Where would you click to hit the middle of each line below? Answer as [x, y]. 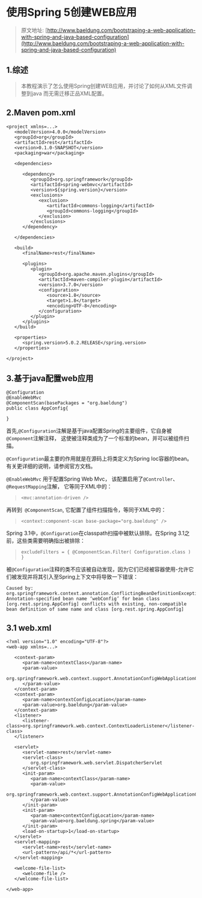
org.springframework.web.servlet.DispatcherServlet [96, 763]
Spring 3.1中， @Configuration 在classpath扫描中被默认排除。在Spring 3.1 [95, 533]
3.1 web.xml [29, 628]
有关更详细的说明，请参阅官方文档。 [51, 466]
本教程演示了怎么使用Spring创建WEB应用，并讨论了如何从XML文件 [104, 86]
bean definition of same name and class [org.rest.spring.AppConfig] [95, 610]
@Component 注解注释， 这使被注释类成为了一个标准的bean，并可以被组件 [95, 438]
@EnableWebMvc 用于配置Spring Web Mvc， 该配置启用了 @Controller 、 [92, 479]
